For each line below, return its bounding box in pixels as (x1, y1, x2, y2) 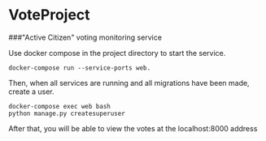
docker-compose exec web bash (8, 102, 111, 110)
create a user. (8, 87, 55, 96)
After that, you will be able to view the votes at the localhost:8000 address (8, 123, 258, 133)
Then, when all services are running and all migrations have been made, (8, 78, 250, 88)
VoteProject (8, 6, 91, 24)
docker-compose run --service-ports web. (8, 63, 151, 72)
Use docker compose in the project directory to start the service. (8, 48, 226, 58)
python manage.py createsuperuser (8, 109, 126, 117)
